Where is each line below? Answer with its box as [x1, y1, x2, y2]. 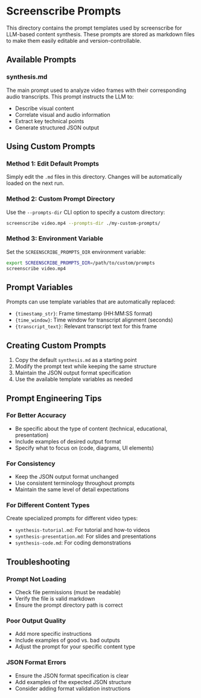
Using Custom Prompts [6, 141, 95, 152]
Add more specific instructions [14, 630, 92, 638]
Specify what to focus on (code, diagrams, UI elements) [14, 444, 154, 451]
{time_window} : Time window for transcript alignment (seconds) [14, 316, 173, 324]
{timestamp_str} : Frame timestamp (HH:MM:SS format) [14, 310, 153, 317]
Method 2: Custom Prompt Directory [6, 195, 115, 203]
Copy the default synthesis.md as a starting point [14, 357, 137, 364]
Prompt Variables [6, 282, 73, 292]
